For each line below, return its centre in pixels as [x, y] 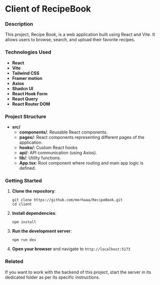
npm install [24, 222]
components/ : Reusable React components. [63, 132]
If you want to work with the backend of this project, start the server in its [78, 272]
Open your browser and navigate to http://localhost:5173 [71, 249]
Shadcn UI [23, 89]
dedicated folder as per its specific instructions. [52, 277]
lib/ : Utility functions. [40, 158]
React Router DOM [31, 104]
